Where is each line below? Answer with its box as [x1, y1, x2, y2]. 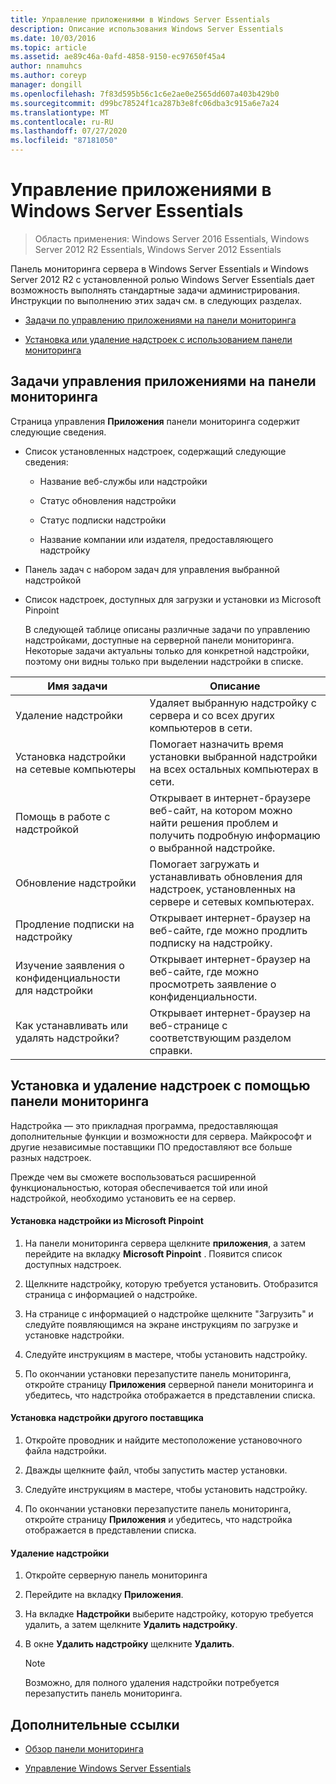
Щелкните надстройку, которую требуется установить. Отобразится [24, 1277, 319, 1290]
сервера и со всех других [149, 708, 275, 722]
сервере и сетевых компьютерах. [149, 894, 315, 908]
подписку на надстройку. [149, 936, 273, 950]
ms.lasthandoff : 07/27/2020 [10, 126, 128, 136]
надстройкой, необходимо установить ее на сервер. [10, 1192, 237, 1204]
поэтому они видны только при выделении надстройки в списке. [24, 655, 304, 667]
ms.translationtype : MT [10, 107, 110, 118]
